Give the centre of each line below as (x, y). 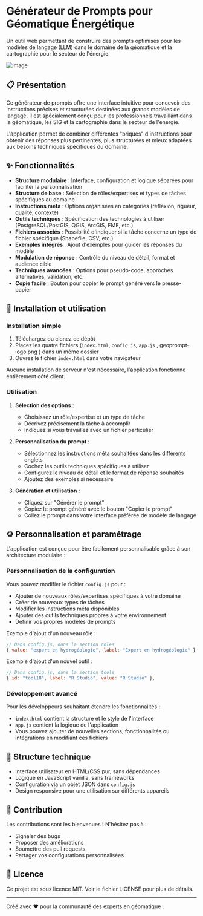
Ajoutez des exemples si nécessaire (69, 479)
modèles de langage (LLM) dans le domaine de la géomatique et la (89, 47)
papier (23, 289)
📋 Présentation (36, 85)
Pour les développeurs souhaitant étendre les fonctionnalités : (83, 707)
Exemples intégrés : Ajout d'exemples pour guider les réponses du (98, 244)
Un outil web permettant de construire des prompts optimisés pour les (94, 41)
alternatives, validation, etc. (49, 276)
